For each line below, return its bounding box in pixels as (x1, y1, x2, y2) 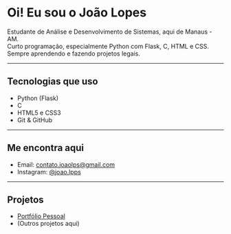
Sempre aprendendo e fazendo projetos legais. (7, 49, 141, 58)
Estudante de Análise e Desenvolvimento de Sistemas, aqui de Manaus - (7, 27, 212, 36)
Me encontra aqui (7, 142, 85, 154)
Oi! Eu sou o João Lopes (7, 5, 146, 21)
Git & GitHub (16, 115, 53, 124)
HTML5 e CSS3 (16, 108, 61, 117)
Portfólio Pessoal (16, 212, 65, 220)
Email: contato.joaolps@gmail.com (16, 160, 115, 169)
